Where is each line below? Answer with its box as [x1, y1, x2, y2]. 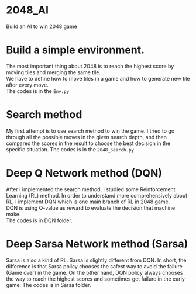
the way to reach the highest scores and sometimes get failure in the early [6, 275, 185, 282]
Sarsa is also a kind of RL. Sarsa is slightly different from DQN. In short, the [6, 257, 187, 264]
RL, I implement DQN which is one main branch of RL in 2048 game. [6, 198, 170, 205]
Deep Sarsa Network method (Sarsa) [6, 237, 188, 250]
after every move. [6, 81, 49, 88]
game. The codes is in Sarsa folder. [6, 281, 92, 288]
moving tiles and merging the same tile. [6, 68, 101, 76]
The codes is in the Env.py [6, 87, 70, 94]
